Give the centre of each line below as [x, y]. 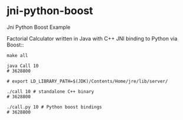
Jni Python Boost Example [39, 27]
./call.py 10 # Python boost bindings [54, 107]
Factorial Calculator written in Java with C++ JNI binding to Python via [92, 38]
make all [17, 55]
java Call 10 [23, 66]
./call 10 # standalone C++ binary [50, 91]
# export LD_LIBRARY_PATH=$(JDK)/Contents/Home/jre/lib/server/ [87, 81]
